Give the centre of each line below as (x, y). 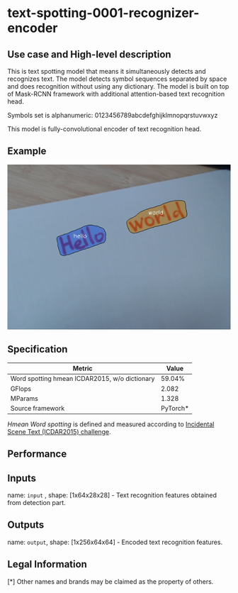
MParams (24, 398)
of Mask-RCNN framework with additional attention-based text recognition (116, 94)
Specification (38, 349)
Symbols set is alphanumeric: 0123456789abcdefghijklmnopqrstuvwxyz (113, 115)
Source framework (38, 409)
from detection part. (36, 502)
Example (27, 151)
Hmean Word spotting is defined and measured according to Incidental (111, 424)
